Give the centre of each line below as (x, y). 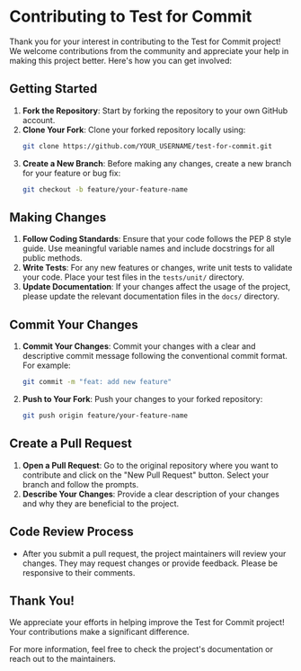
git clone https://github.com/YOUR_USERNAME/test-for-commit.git (147, 146)
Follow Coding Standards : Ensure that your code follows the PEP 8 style (157, 239)
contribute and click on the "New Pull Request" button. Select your (146, 475)
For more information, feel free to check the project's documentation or (142, 649)
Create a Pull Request (71, 444)
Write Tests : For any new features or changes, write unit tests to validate (157, 268)
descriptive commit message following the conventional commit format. (155, 356)
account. (39, 120)
